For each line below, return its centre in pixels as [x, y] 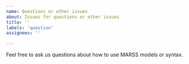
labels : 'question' [30, 28]
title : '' [18, 22]
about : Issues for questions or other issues [63, 17]
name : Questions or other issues [47, 11]
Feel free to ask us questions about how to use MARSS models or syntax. [95, 55]
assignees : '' [23, 33]
